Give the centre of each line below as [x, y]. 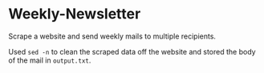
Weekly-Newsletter [75, 14]
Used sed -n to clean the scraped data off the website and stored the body [132, 51]
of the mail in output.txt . [50, 60]
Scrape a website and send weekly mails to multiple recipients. [112, 36]
